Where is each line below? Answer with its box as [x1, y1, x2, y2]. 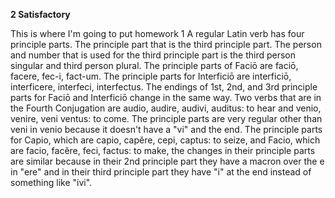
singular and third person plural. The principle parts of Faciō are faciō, [10, 60, 299, 71]
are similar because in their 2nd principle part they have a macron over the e [10, 155, 325, 167]
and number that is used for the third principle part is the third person [10, 49, 297, 61]
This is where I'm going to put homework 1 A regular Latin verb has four [10, 28, 305, 39]
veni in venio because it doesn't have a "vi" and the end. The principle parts [10, 124, 323, 135]
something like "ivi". [10, 177, 93, 188]
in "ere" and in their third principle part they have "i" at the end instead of [10, 166, 312, 178]
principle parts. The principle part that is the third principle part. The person [10, 39, 322, 50]
